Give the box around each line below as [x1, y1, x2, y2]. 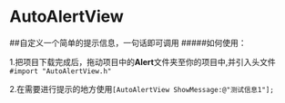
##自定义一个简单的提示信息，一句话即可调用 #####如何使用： [9, 37, 247, 48]
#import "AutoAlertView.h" [9, 66, 112, 76]
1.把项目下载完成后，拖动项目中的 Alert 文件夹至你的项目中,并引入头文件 [9, 56, 276, 67]
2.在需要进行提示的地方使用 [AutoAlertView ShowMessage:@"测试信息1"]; [9, 83, 275, 94]
